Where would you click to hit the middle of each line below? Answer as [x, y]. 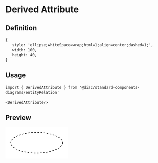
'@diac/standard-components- [110, 87]
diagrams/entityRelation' [32, 92]
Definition [21, 28]
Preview [18, 118]
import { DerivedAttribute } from [41, 87]
